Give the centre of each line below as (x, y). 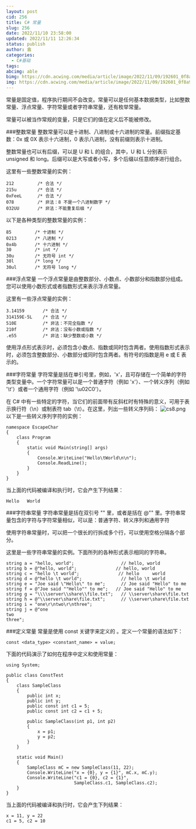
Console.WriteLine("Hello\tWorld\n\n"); (87, 458)
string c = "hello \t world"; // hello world (86, 574)
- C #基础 (21, 60)
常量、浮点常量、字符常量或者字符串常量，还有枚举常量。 (75, 107)
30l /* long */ (34, 261)
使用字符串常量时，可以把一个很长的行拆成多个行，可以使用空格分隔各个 (93, 532)
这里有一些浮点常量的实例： (39, 299)
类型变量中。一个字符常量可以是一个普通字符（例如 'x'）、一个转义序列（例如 (98, 382)
